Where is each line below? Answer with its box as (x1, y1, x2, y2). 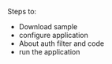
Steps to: (7, 7, 37, 16)
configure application (18, 31, 88, 40)
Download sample (18, 22, 78, 31)
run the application (18, 47, 80, 56)
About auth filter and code (18, 39, 104, 48)
